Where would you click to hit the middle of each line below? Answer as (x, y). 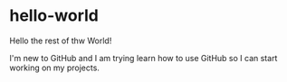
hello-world (54, 16)
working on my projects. (54, 68)
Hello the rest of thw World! (61, 41)
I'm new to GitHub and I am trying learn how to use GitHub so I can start (143, 58)
